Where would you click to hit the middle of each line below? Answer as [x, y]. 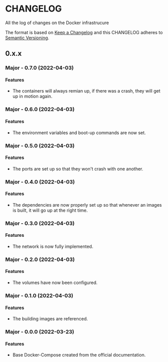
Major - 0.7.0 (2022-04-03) [39, 68]
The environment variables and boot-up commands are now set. [79, 132]
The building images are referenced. [50, 319]
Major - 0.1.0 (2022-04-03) [39, 296]
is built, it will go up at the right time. [50, 210]
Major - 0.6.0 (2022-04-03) [40, 110]
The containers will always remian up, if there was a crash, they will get [87, 91]
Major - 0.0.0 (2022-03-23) [40, 332]
